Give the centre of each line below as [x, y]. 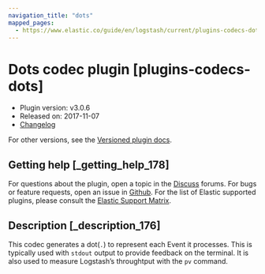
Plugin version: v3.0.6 [55, 108]
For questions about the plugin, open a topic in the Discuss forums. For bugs [132, 184]
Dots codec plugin [69, 69]
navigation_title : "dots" [50, 15]
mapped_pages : [32, 23]
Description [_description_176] [84, 225]
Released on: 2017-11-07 [60, 116]
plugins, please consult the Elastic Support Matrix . [90, 201]
